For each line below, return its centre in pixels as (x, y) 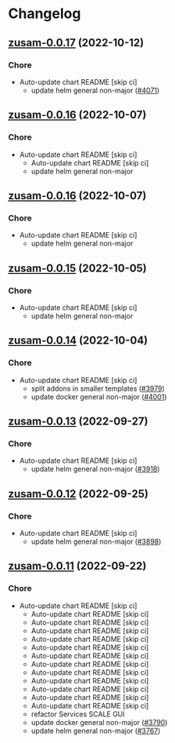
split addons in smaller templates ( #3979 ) (98, 388)
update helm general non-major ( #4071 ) (95, 90)
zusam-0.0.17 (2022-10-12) (76, 43)
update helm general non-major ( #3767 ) (96, 730)
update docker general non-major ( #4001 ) (99, 396)
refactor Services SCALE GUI (78, 714)
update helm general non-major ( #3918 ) (95, 469)
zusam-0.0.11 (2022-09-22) (77, 566)
